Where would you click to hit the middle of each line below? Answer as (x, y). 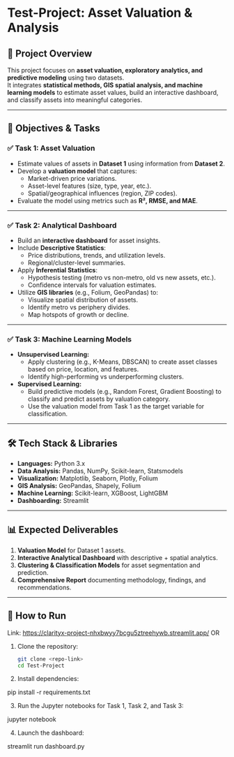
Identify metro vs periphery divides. (79, 307)
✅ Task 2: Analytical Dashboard (62, 225)
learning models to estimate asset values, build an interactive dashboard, (113, 93)
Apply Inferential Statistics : (57, 270)
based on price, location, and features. (83, 369)
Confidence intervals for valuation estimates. (92, 285)
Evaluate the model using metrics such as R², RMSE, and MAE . (108, 200)
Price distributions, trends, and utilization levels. (96, 255)
